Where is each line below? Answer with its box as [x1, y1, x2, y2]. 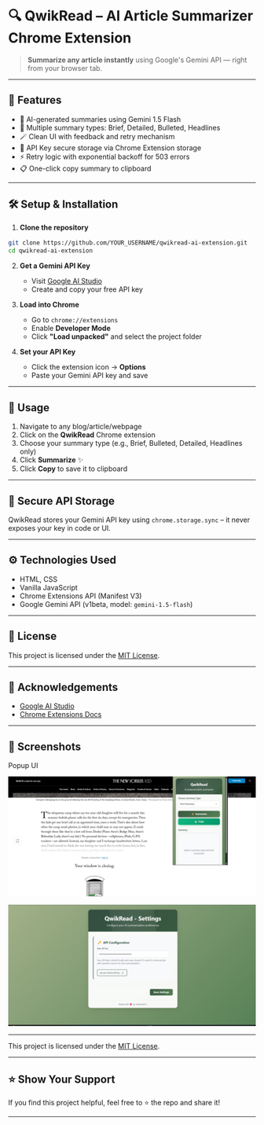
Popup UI [8, 761, 38, 770]
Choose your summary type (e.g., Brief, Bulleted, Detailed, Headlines [19, 439, 243, 448]
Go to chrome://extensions [31, 315, 119, 325]
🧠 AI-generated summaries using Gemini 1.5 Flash [19, 114, 181, 123]
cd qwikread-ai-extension [8, 247, 93, 255]
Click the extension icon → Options [31, 362, 147, 372]
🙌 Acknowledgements [8, 680, 119, 693]
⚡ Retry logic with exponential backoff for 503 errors [19, 152, 190, 161]
